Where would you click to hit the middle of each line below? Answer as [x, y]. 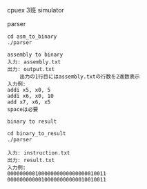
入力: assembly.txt [34, 62]
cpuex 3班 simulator [36, 10]
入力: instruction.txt [39, 153]
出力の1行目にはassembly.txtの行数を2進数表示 [80, 77]
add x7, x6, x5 [29, 102]
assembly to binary [35, 54]
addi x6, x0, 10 [30, 96]
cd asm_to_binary [32, 37]
